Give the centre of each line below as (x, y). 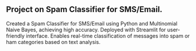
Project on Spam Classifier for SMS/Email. (84, 10)
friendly (16, 36)
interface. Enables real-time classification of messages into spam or (108, 36)
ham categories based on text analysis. (53, 42)
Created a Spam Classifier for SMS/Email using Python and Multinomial (92, 23)
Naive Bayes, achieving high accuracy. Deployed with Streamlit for (86, 30)
